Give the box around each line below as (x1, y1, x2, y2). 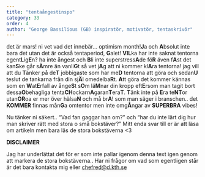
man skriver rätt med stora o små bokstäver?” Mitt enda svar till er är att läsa (6, 120, 199, 128)
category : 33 (6, 15, 40, 21)
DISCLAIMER (6, 139, 40, 146)
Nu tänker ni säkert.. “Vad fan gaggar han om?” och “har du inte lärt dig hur (6, 114, 196, 121)
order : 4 (6, 20, 29, 26)
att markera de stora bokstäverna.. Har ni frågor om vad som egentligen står (6, 157, 199, 165)
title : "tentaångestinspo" (6, 9, 75, 15)
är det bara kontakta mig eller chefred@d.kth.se (6, 163, 127, 171)
